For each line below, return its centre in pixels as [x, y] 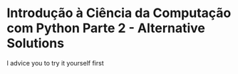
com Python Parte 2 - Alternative [106, 28]
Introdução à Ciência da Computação [119, 13]
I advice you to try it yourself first [55, 63]
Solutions [36, 43]
